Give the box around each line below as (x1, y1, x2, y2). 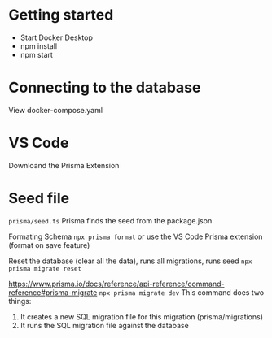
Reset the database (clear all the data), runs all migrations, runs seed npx (8, 256, 252, 266)
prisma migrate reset (8, 264, 82, 273)
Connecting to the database (8, 79, 201, 97)
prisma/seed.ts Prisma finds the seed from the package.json (8, 215, 213, 225)
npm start (20, 50, 53, 59)
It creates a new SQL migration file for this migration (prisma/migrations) (20, 311, 263, 322)
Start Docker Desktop (20, 32, 94, 42)
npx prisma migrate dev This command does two (99, 287, 265, 297)
